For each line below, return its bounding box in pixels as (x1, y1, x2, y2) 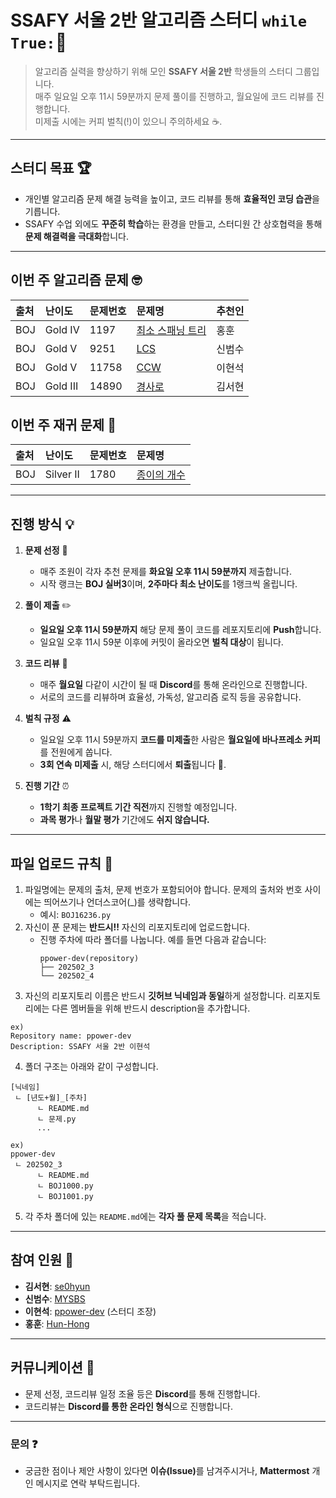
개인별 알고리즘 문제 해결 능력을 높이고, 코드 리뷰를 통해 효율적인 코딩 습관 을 (24, 192, 320, 205)
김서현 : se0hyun (24, 1280, 91, 1292)
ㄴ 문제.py (36, 1114, 77, 1124)
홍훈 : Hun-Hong (24, 1317, 90, 1330)
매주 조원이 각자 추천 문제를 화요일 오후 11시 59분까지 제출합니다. (39, 566, 292, 578)
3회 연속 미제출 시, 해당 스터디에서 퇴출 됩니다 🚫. (39, 759, 227, 771)
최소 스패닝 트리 (136, 323, 207, 337)
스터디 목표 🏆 (10, 160, 92, 177)
